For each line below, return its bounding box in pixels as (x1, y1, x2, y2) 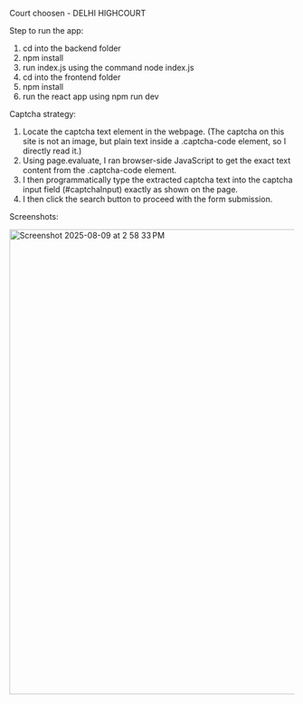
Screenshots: (9, 211, 59, 221)
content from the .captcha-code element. (22, 165, 177, 175)
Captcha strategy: (9, 109, 77, 119)
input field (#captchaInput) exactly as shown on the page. (22, 184, 238, 194)
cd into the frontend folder (22, 72, 121, 83)
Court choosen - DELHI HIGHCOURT (9, 8, 147, 18)
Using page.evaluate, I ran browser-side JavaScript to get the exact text (22, 155, 291, 166)
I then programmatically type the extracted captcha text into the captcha (22, 174, 293, 185)
